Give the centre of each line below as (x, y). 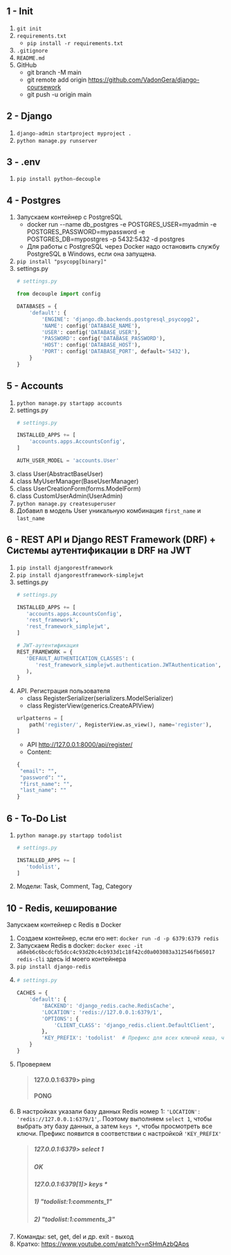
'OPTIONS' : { (60, 1019)
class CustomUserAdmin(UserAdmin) (70, 495)
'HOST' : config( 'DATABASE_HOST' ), (91, 345)
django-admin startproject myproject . (74, 133)
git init (29, 28)
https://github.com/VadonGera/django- (144, 80)
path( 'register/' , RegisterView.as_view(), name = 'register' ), (121, 725)
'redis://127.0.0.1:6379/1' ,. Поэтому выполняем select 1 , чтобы (114, 1118)
